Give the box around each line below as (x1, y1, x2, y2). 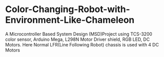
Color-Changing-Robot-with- (5, 4, 130, 15)
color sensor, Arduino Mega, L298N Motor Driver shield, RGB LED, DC (5, 36, 150, 42)
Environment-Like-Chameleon (5, 14, 135, 26)
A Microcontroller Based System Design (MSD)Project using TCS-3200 (5, 31, 152, 37)
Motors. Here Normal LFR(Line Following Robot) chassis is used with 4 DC (5, 41, 159, 47)
